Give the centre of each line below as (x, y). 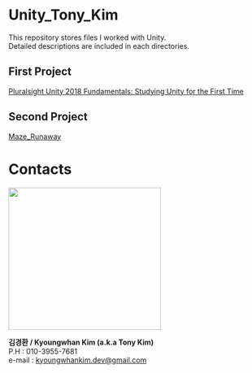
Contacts (40, 169)
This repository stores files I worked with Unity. (87, 37)
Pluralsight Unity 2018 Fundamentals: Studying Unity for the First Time (126, 91)
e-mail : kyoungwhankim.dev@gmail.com (78, 360)
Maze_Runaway (35, 137)
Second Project (48, 117)
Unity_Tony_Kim (63, 15)
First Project (40, 72)
